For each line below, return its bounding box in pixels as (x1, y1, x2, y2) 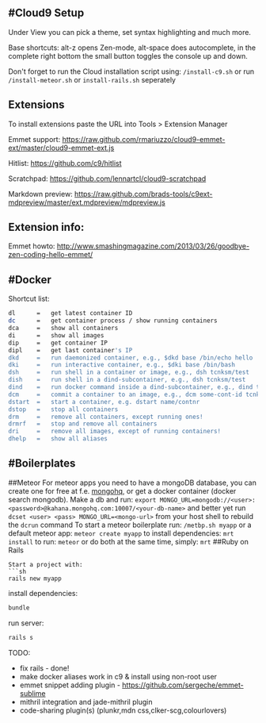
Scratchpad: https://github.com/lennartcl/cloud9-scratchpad (8, 174, 207, 183)
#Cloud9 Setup (8, 6, 85, 20)
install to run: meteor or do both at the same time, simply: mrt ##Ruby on (8, 536, 249, 546)
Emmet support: (8, 134, 61, 144)
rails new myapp (8, 575, 62, 583)
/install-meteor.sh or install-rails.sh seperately (8, 75, 177, 84)
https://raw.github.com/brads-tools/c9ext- (74, 189, 213, 198)
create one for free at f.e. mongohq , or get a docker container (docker (8, 486, 237, 495)
